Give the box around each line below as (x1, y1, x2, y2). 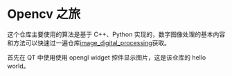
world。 (7, 62, 30, 70)
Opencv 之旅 (7, 6, 81, 22)
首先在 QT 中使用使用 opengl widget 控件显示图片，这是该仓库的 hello (7, 53, 206, 62)
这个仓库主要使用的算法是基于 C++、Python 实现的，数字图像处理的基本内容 (7, 30, 226, 38)
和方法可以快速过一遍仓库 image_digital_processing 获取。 (7, 38, 171, 47)
